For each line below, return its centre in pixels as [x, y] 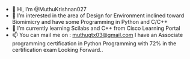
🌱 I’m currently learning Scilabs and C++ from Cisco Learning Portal [96, 28]
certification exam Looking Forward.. [57, 50]
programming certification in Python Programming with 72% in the [94, 44]
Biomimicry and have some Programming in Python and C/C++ [90, 22]
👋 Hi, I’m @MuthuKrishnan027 [49, 9]
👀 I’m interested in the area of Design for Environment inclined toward [98, 15]
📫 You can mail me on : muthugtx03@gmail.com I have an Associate [97, 35]
